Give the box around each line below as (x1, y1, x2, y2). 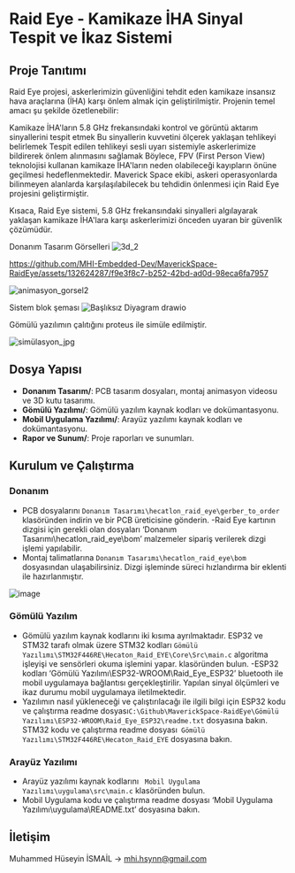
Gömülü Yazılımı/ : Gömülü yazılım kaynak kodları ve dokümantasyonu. (21, 404, 280, 415)
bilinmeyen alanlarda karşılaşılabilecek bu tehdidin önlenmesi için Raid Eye (9, 179, 280, 189)
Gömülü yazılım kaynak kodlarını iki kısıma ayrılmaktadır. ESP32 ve (21, 630, 263, 641)
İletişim (9, 830, 51, 845)
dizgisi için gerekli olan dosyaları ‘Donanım (21, 523, 178, 535)
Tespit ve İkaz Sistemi (9, 27, 173, 48)
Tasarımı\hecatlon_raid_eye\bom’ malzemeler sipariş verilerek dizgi (21, 533, 267, 544)
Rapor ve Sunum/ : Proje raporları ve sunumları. (21, 432, 194, 443)
